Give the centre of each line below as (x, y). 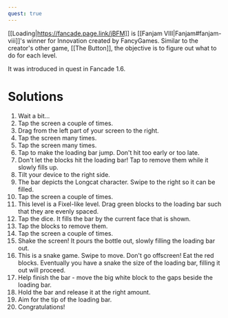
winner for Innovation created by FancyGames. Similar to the (113, 40)
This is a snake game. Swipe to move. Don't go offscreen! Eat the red (116, 255)
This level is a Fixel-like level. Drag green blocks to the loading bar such (120, 204)
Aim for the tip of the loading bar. (65, 299)
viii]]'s (17, 40)
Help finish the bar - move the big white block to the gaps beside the (115, 277)
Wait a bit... (34, 115)
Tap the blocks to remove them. (63, 226)
